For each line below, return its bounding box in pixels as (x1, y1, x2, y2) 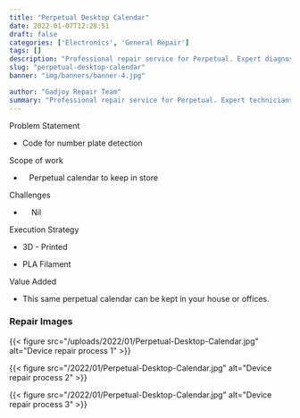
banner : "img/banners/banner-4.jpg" (9, 71, 146, 80)
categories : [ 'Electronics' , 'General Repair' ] (9, 38, 190, 47)
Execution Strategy (9, 224, 79, 235)
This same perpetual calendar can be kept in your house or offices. (21, 293, 270, 304)
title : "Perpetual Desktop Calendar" (9, 13, 150, 22)
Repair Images (9, 315, 73, 328)
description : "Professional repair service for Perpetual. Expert (9, 54, 262, 63)
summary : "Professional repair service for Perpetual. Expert (9, 96, 246, 104)
